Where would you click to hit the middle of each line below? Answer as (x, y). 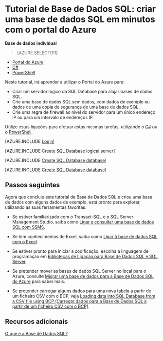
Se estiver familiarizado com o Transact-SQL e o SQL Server (73, 217)
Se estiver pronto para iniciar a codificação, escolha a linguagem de (80, 251)
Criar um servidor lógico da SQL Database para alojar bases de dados (82, 91)
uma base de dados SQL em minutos (80, 19)
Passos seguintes (32, 185)
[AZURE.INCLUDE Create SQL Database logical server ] (60, 151)
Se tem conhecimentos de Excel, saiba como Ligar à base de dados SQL (85, 236)
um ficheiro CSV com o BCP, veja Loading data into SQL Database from (84, 296)
